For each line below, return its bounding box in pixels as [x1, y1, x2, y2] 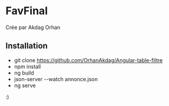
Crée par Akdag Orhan [5, 24, 60, 31]
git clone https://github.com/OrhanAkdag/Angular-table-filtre [14, 56, 163, 63]
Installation [5, 41, 48, 51]
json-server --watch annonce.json [14, 75, 98, 82]
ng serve [14, 82, 36, 89]
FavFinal [5, 4, 48, 18]
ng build [14, 69, 34, 76]
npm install [14, 63, 41, 70]
